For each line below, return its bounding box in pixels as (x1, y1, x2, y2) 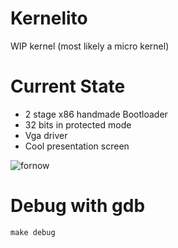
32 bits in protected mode (24, 118, 132, 131)
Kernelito (10, 7, 88, 30)
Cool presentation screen (24, 140, 130, 152)
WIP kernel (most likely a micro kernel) (10, 40, 170, 52)
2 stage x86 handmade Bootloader (24, 108, 168, 120)
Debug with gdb (10, 195, 146, 217)
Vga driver (24, 129, 68, 141)
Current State (10, 75, 126, 98)
